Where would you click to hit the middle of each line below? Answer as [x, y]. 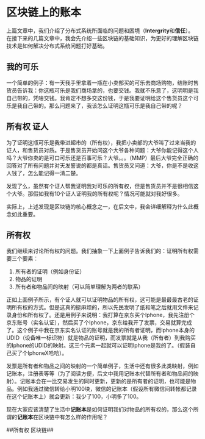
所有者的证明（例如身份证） [50, 271]
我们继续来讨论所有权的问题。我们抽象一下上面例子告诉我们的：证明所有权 [100, 251]
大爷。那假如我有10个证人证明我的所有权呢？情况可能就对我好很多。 [97, 193]
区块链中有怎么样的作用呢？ [73, 417]
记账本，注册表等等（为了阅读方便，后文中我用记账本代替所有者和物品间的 [100, 374]
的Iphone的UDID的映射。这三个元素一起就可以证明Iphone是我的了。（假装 [99, 346]
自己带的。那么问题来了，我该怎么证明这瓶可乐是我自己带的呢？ [103, 105]
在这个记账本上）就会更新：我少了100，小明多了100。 [74, 396]
